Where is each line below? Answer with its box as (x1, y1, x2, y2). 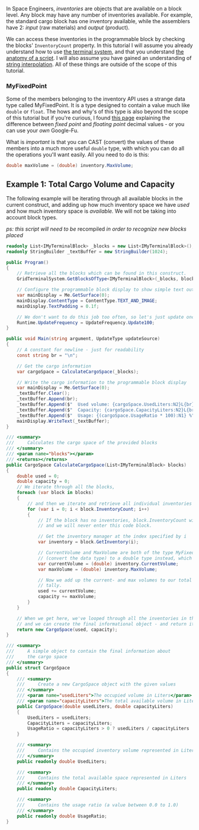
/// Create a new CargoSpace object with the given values (17, 681, 176, 687)
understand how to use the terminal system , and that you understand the (6, 48, 184, 55)
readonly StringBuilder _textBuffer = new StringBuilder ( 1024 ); (6, 249, 168, 254)
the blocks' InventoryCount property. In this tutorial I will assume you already (6, 42, 193, 49)
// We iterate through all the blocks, (17, 484, 115, 490)
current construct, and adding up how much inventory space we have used (6, 201, 190, 208)
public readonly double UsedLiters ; (17, 758, 108, 765)
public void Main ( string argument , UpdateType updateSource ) (6, 336, 161, 342)
